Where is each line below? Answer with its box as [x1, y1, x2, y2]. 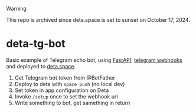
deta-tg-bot [6, 37, 66, 51]
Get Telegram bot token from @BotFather [14, 74, 116, 81]
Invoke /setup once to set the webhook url [14, 93, 118, 100]
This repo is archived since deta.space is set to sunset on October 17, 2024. [6, 17, 190, 23]
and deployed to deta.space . [6, 62, 76, 70]
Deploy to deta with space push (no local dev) [14, 80, 125, 87]
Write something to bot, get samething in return [14, 99, 130, 106]
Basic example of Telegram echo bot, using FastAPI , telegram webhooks [6, 56, 182, 64]
